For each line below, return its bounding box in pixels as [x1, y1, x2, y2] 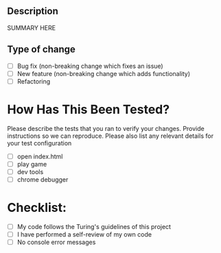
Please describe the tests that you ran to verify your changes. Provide [7, 124, 205, 132]
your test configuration [7, 138, 72, 147]
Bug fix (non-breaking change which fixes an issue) [16, 62, 163, 70]
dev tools [16, 167, 44, 176]
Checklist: [7, 200, 67, 215]
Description [7, 5, 58, 17]
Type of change [7, 44, 75, 56]
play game [16, 160, 47, 168]
